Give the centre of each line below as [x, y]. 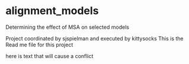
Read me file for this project [39, 45]
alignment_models [52, 11]
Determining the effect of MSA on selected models [68, 27]
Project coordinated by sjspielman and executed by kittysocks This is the [95, 38]
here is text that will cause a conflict [49, 56]
